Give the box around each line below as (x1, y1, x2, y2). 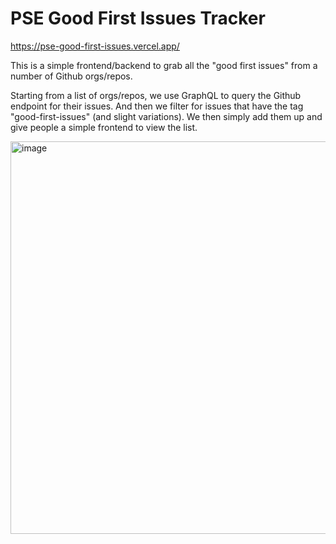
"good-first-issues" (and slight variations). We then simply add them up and (10, 110, 323, 122)
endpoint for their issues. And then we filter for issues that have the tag (10, 100, 304, 112)
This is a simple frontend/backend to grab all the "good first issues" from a (10, 59, 318, 71)
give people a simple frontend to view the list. (10, 121, 198, 133)
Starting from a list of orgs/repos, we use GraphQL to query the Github (10, 89, 302, 101)
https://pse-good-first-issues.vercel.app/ (10, 40, 180, 52)
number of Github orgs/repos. (10, 70, 133, 82)
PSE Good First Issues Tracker (10, 7, 266, 30)
